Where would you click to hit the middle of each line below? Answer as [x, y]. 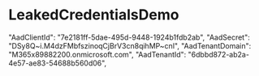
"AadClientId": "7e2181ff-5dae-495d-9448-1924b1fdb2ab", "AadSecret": [129, 37]
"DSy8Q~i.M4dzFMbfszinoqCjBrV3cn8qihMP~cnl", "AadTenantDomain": [130, 45]
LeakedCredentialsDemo [94, 15]
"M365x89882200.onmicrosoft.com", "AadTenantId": [97, 54]
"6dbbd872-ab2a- [219, 54]
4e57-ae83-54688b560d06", [58, 63]
